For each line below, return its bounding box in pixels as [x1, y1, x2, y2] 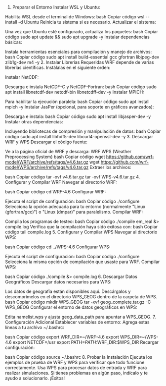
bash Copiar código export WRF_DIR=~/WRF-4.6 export [5, 334, 120, 340]
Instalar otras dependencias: [5, 119, 63, 124]
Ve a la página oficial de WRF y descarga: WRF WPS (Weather [5, 149, 132, 154]
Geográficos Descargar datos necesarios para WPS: [5, 279, 112, 284]
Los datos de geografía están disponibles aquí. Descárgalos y [5, 288, 131, 294]
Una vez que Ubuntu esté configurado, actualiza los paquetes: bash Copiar [5, 29, 158, 34]
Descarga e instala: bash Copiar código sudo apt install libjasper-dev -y [5, 113, 151, 119]
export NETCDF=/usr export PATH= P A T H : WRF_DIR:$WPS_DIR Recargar [12, 339, 159, 345]
